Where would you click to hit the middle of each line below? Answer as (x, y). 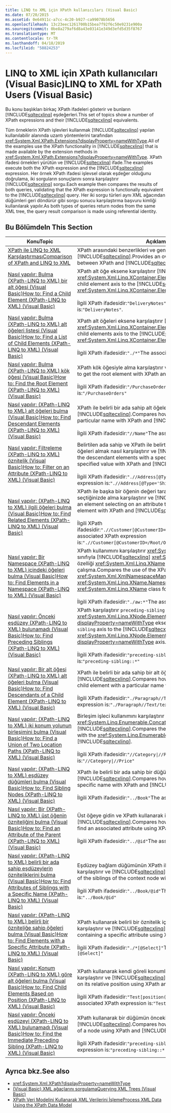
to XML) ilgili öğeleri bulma (40, 507)
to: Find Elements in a (34, 583)
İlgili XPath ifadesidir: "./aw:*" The (117, 602)
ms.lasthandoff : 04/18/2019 (35, 43)
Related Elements (28, 520)
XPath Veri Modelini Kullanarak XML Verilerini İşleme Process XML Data (87, 1100)
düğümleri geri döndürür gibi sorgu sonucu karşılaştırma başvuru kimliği (81, 200)
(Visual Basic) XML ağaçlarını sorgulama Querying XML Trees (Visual (84, 1089)
